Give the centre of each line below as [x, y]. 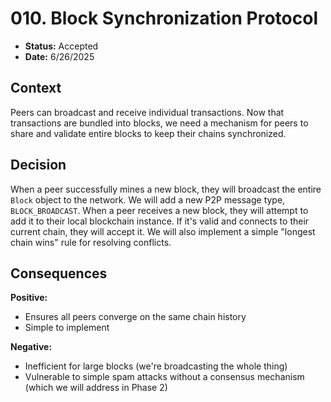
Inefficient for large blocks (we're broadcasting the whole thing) [156, 366]
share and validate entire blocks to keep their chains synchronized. [148, 133]
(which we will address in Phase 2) [96, 388]
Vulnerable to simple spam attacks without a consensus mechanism [164, 377]
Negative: [31, 347]
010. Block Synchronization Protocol [164, 18]
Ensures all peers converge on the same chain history [135, 317]
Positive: [29, 298]
